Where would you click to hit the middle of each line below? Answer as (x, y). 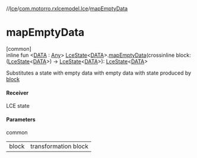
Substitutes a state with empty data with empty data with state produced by (99, 73)
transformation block (60, 146)
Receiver (17, 93)
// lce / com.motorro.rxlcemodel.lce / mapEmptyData (67, 9)
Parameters (21, 119)
